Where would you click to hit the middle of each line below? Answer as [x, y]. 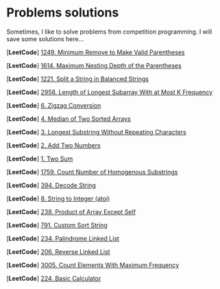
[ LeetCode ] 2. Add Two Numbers [53, 145]
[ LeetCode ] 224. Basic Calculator [54, 278]
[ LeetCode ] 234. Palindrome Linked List [63, 238]
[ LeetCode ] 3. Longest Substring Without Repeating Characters [96, 132]
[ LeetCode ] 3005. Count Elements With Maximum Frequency [93, 265]
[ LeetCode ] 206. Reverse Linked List [58, 251]
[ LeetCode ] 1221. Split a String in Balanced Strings [77, 79]
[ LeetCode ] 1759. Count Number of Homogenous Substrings [92, 172]
